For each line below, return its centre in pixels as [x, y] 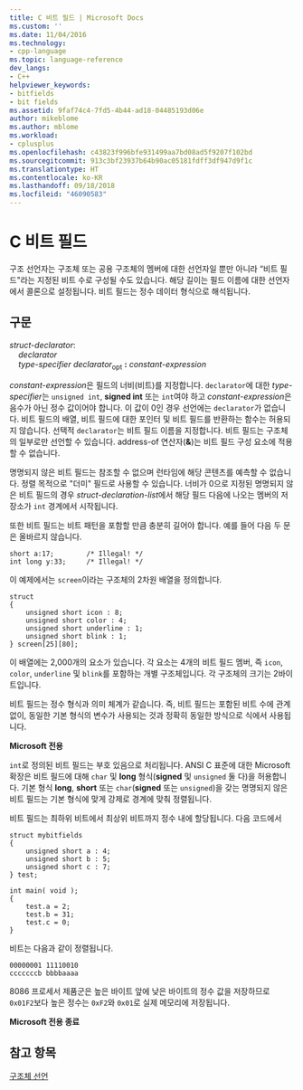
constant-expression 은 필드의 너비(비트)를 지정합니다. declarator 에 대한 [140, 384]
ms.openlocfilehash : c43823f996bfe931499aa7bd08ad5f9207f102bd [131, 152]
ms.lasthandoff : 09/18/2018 [62, 186]
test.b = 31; [50, 915]
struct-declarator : [43, 345]
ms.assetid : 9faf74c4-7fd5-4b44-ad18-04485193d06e [107, 110]
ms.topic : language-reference [66, 60]
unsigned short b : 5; [68, 859]
